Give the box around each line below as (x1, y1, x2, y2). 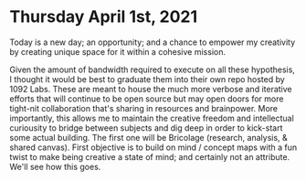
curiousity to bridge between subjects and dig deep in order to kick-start (9, 122, 283, 133)
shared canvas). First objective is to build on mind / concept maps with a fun (9, 142, 298, 153)
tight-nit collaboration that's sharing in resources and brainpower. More (9, 102, 279, 113)
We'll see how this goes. (9, 161, 101, 172)
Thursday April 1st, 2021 (9, 6, 198, 27)
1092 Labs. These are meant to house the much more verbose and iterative (9, 83, 292, 94)
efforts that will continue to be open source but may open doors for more (9, 93, 284, 104)
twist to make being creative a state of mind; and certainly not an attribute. (9, 151, 290, 162)
